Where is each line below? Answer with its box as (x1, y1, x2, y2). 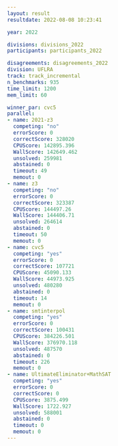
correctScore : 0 (13, 390, 59, 397)
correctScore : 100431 (13, 326, 75, 334)
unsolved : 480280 (13, 282, 63, 289)
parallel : (7, 110, 35, 117)
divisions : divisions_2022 (7, 41, 84, 48)
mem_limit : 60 (7, 92, 48, 99)
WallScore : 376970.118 (13, 339, 78, 346)
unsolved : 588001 (13, 409, 63, 416)
